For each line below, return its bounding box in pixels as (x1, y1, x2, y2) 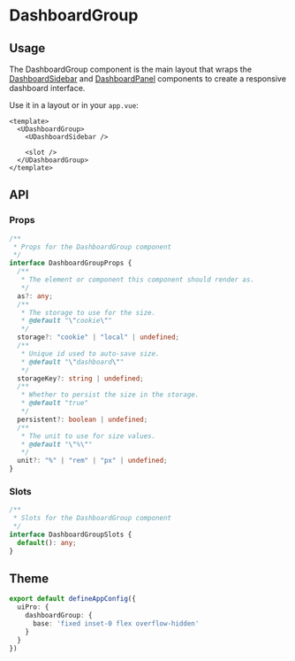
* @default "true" (20, 399, 89, 408)
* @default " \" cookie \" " (20, 316, 113, 326)
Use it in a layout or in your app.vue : (9, 100, 139, 111)
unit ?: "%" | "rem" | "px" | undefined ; (17, 457, 168, 465)
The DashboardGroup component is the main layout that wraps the (9, 64, 253, 74)
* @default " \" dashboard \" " (20, 357, 125, 366)
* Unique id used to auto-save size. (20, 349, 161, 358)
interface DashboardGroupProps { (9, 258, 132, 268)
